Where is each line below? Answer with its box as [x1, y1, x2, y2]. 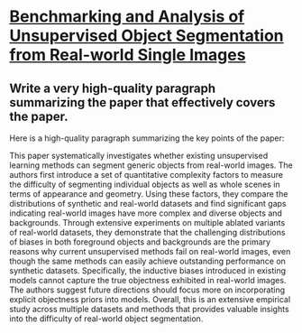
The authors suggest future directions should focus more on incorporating [9, 284, 286, 295]
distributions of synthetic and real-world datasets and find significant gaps [9, 199, 287, 208]
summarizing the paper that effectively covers [9, 95, 276, 110]
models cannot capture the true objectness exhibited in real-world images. [9, 275, 287, 285]
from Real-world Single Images [9, 45, 246, 65]
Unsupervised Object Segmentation [9, 25, 284, 46]
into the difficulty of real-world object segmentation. [9, 313, 204, 324]
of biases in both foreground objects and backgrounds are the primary [9, 236, 271, 247]
